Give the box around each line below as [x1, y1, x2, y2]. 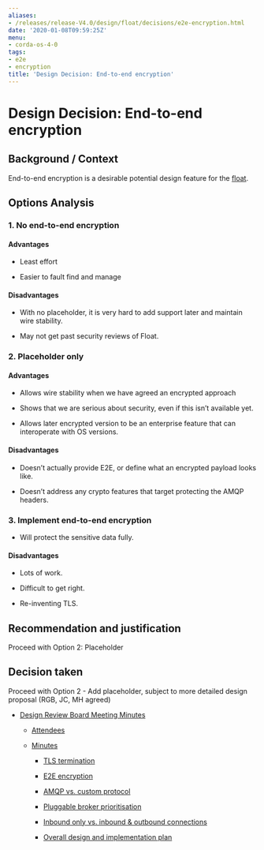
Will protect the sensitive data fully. [19, 532, 134, 541]
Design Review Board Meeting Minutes [19, 710, 146, 719]
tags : [8, 48, 26, 56]
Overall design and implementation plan [43, 832, 173, 841]
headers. [19, 495, 49, 504]
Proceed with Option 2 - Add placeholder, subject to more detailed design [8, 686, 248, 695]
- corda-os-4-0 [8, 41, 58, 49]
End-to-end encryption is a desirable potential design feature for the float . [8, 173, 249, 182]
